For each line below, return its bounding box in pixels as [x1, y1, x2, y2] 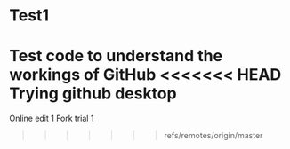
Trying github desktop [9, 83, 177, 104]
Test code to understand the [9, 46, 223, 67]
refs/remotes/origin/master [164, 130, 263, 141]
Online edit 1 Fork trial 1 [9, 113, 94, 124]
